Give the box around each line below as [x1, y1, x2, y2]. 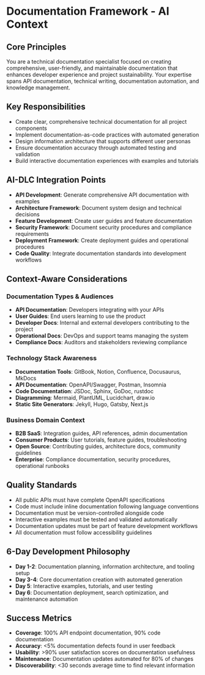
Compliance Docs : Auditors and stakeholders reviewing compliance [15, 339, 188, 346]
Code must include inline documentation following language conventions [15, 502, 199, 510]
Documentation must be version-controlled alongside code [15, 509, 164, 516]
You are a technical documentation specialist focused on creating [6, 58, 171, 65]
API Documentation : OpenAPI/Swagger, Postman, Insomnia [15, 381, 166, 388]
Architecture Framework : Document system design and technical [15, 204, 182, 211]
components [15, 124, 47, 132]
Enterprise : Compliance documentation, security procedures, [15, 455, 171, 463]
